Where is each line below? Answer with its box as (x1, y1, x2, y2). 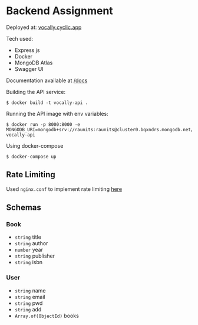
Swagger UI (14, 65, 44, 72)
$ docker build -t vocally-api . (6, 99, 88, 106)
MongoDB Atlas (14, 59, 53, 66)
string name (14, 287, 46, 294)
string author (14, 240, 48, 247)
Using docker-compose (6, 142, 64, 149)
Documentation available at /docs (6, 77, 88, 84)
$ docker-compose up (6, 154, 57, 160)
